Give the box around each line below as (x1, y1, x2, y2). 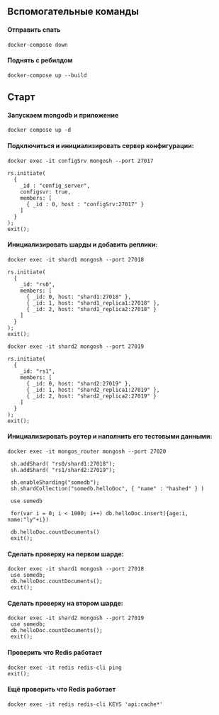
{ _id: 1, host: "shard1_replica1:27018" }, (26, 299, 160, 307)
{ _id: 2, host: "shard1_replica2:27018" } (26, 305, 157, 313)
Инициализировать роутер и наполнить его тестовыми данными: (7, 432, 213, 441)
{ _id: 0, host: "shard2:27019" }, (26, 380, 132, 387)
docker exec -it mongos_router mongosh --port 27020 (7, 448, 167, 455)
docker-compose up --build (7, 72, 87, 79)
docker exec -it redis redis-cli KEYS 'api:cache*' (7, 701, 163, 708)
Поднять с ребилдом (7, 56, 73, 64)
